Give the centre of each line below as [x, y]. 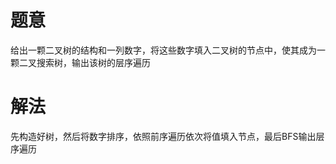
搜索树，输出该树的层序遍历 [93, 62]
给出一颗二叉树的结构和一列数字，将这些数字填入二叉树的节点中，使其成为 [163, 50]
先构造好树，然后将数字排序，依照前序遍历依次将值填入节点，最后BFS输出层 [167, 136]
